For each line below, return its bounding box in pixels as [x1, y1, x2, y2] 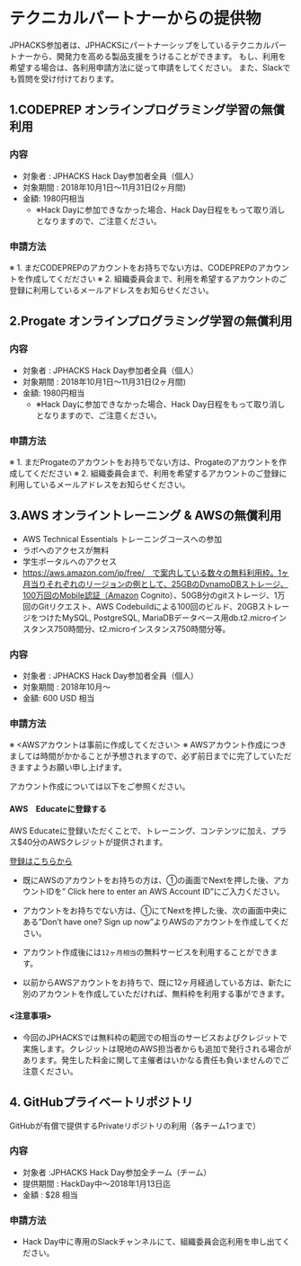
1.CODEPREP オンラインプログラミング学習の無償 [9, 103, 285, 118]
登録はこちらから [9, 855, 73, 866]
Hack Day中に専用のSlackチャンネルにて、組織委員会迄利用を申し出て [22, 1236, 283, 1247]
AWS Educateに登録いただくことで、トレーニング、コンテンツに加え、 [9, 825, 271, 836]
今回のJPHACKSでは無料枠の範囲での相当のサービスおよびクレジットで [22, 1031, 288, 1043]
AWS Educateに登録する [9, 803, 107, 814]
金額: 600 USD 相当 [22, 693, 95, 704]
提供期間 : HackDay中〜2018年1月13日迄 [22, 1178, 172, 1189]
